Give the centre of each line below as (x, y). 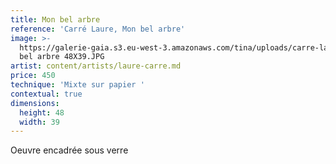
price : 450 (33, 76)
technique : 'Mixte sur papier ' (77, 85)
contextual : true (46, 94)
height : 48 (42, 112)
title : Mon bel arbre (55, 19)
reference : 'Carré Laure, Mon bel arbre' (98, 29)
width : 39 (39, 122)
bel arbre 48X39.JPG (62, 57)
